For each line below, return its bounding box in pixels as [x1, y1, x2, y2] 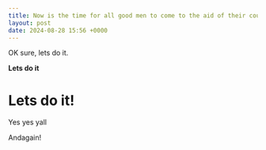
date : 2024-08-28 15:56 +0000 [8, 26, 108, 34]
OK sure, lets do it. [8, 48, 69, 58]
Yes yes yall [8, 117, 47, 127]
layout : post [8, 19, 51, 27]
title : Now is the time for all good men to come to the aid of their [8, 11, 246, 20]
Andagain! [8, 133, 42, 143]
